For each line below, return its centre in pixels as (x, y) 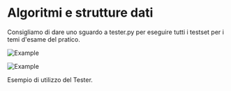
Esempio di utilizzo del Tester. (50, 80)
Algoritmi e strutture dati (80, 13)
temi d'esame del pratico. (44, 39)
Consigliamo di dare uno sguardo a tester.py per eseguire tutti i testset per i (116, 32)
